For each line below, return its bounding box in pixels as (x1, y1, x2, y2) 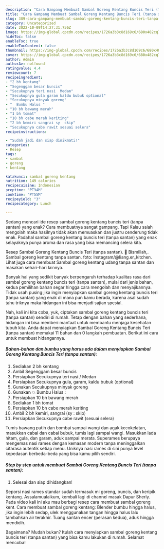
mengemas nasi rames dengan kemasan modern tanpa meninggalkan (5, 440, 146, 446)
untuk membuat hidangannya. (5, 335, 65, 341)
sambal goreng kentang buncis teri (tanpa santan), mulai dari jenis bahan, (5, 279, 153, 285)
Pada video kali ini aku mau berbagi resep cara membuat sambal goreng (5, 499, 151, 505)
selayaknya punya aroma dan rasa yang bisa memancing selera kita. (5, 239, 143, 245)
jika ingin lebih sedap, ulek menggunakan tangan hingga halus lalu (5, 510, 139, 515)
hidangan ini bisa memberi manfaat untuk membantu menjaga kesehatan (5, 319, 151, 325)
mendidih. (5, 520, 26, 526)
